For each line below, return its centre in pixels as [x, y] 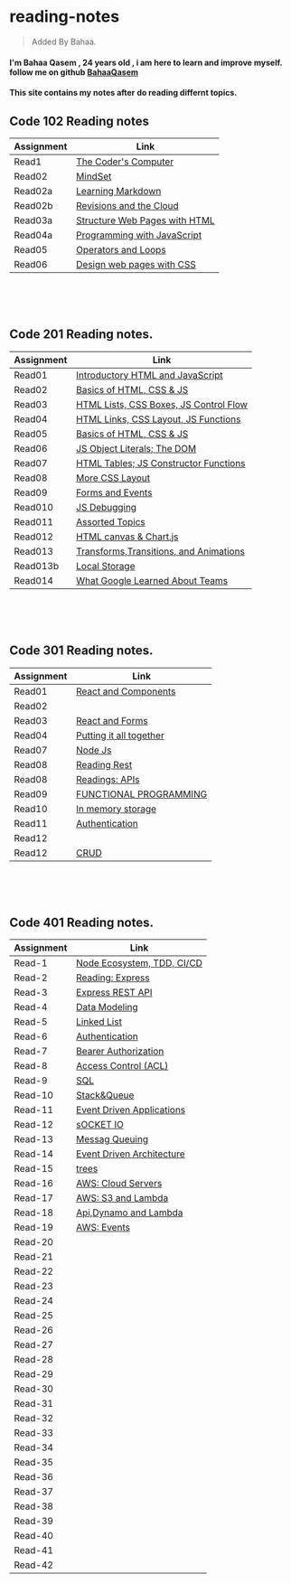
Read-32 [34, 1419]
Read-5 [31, 1022]
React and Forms [112, 720]
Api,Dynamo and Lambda [130, 1213]
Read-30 [34, 1389]
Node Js [94, 750]
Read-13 [34, 1139]
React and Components [126, 691]
